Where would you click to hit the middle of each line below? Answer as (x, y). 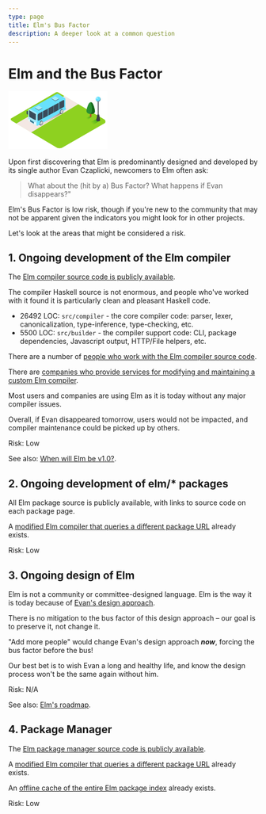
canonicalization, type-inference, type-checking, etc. (106, 324)
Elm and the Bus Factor (85, 73)
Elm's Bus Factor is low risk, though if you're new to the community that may (133, 209)
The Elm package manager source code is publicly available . (107, 748)
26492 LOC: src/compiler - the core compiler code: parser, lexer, (126, 316)
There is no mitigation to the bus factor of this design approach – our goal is (132, 617)
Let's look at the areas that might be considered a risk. (97, 233)
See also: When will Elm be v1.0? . (63, 459)
